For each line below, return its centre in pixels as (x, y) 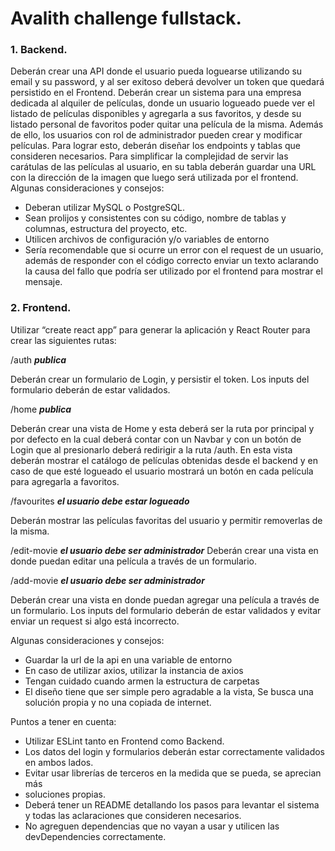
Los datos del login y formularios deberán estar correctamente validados (174, 751)
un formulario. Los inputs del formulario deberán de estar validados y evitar (166, 610)
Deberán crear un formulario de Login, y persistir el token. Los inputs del (160, 379)
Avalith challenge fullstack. (126, 18)
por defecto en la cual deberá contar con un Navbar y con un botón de (156, 439)
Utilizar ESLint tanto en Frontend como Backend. (124, 741)
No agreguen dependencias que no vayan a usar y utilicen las (152, 826)
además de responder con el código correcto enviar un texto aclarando (172, 261)
